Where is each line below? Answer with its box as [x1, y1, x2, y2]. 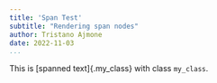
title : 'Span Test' [9, 13, 83, 23]
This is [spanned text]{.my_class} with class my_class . [9, 63, 209, 74]
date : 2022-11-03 [9, 38, 75, 48]
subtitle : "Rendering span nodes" [9, 22, 140, 31]
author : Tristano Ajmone [9, 30, 103, 39]
